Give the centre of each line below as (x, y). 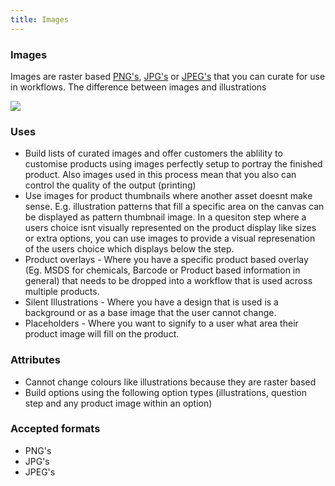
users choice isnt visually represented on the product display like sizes (170, 228)
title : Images (40, 19)
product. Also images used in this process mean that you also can (160, 175)
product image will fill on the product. (102, 334)
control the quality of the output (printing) (110, 185)
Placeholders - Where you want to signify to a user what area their (161, 323)
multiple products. (62, 292)
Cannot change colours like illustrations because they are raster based (170, 382)
